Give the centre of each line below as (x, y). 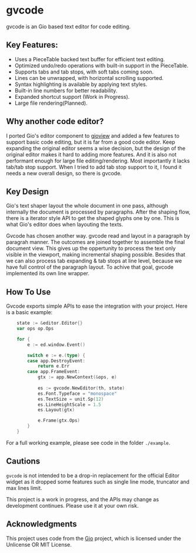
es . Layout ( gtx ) (56, 410)
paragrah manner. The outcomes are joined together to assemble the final (96, 242)
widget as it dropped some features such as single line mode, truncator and (98, 482)
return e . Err (53, 366)
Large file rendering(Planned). (51, 103)
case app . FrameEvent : (54, 372)
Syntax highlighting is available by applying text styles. (81, 84)
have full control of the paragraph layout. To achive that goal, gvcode (90, 267)
